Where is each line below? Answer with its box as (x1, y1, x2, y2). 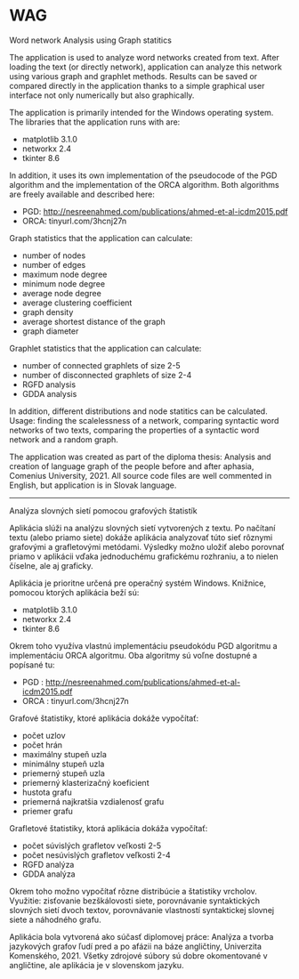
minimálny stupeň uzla (21, 758, 105, 769)
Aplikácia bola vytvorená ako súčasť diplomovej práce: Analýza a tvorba (9, 931, 274, 942)
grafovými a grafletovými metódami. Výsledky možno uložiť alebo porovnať (9, 541, 285, 552)
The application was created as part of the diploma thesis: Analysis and (9, 451, 271, 462)
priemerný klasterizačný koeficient (21, 777, 149, 788)
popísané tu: (9, 659, 55, 670)
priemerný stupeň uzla (21, 767, 105, 779)
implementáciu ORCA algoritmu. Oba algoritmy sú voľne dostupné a (9, 650, 258, 660)
